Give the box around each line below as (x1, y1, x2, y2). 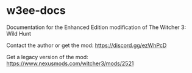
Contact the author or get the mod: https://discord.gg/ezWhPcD (6, 42, 167, 49)
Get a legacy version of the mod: (6, 53, 88, 60)
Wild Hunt (6, 30, 32, 37)
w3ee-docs (6, 4, 66, 17)
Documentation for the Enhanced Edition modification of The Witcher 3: (6, 24, 187, 31)
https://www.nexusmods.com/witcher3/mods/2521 (6, 60, 134, 67)
